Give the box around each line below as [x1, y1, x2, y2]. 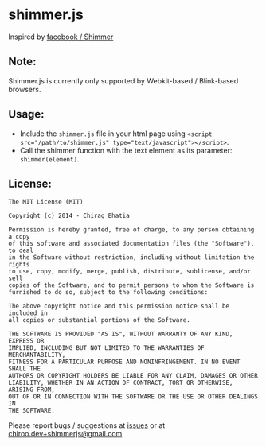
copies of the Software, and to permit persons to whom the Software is [8, 281, 255, 289]
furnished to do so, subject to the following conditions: [8, 289, 209, 297]
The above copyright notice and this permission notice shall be [8, 302, 229, 311]
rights [8, 261, 30, 269]
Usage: [8, 107, 45, 121]
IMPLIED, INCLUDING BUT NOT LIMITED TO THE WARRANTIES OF [8, 344, 205, 352]
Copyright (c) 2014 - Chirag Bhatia [8, 212, 130, 220]
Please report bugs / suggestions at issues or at [8, 421, 166, 430]
